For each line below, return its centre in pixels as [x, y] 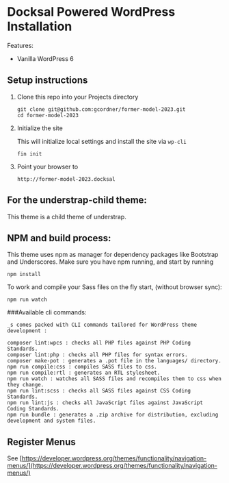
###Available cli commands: [47, 312]
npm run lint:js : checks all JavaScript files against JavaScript [105, 403]
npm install [24, 275]
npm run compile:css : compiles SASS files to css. [82, 367]
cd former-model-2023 [48, 115]
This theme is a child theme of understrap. [67, 216]
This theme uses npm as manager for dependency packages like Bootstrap [113, 255]
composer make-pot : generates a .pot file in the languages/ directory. [114, 361]
